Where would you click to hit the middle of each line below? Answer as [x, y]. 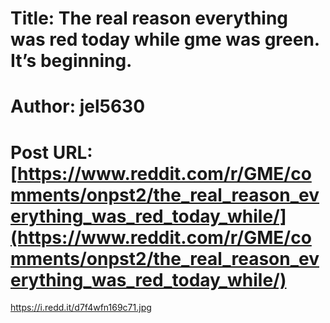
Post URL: [51, 152]
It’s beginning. [71, 61]
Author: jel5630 [78, 106]
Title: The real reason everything [149, 18]
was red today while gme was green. [165, 39]
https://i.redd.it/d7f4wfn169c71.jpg [81, 308]
